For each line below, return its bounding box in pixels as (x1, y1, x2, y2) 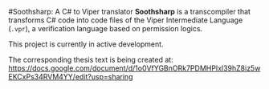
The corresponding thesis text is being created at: (8, 55, 174, 64)
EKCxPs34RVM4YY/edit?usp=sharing (8, 72, 133, 81)
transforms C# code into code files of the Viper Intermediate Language (8, 15, 243, 25)
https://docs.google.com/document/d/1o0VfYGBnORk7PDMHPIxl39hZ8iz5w (8, 63, 261, 73)
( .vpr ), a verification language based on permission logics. (8, 24, 203, 33)
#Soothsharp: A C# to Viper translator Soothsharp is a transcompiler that (8, 7, 251, 16)
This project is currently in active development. (8, 39, 164, 49)
